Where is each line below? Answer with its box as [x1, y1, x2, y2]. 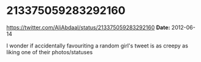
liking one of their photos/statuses [6, 48, 93, 55]
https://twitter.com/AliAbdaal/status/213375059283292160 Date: [6, 24, 170, 31]
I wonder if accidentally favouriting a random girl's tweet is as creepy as [6, 42, 189, 49]
